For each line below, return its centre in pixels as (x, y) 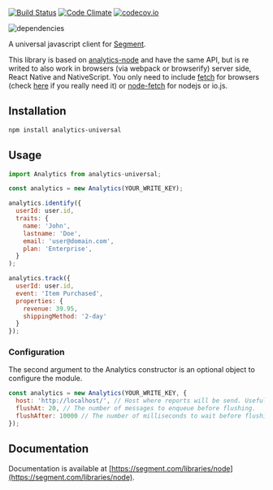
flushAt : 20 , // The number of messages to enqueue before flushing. (136, 409)
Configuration (37, 352)
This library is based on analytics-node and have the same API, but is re (129, 60)
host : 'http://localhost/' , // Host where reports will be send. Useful (141, 401)
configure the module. (45, 379)
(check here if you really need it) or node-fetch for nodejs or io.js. (118, 86)
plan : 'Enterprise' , (58, 249)
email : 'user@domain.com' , (69, 241)
